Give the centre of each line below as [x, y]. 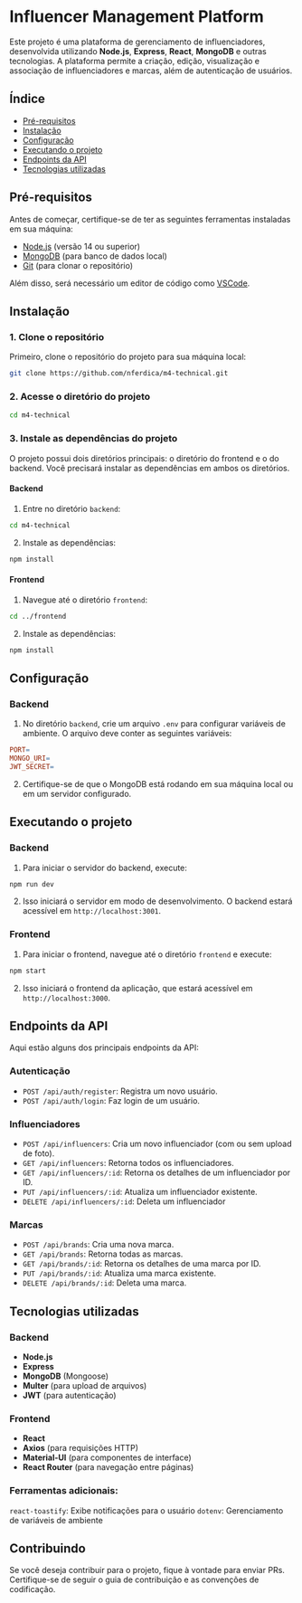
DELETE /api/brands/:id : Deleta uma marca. [104, 1283]
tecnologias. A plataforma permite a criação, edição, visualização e [135, 61]
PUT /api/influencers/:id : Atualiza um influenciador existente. [140, 1191]
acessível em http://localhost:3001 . [91, 911]
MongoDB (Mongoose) [66, 1376]
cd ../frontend [38, 616]
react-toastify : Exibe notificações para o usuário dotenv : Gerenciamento [146, 1510]
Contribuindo [47, 1548]
